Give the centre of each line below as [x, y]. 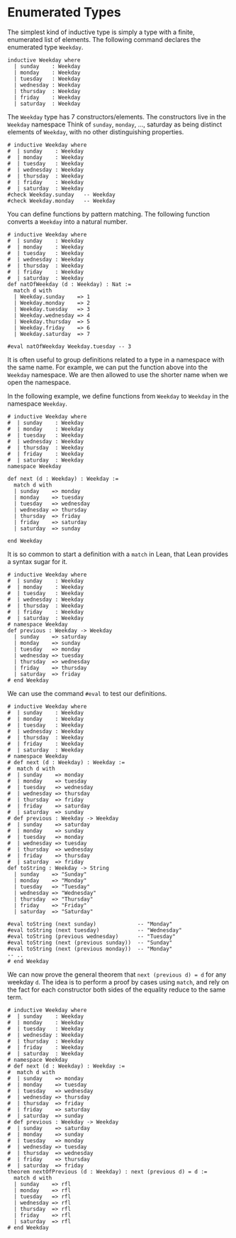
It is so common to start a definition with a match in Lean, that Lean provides [118, 554]
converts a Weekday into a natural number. [68, 222]
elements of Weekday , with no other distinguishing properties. [96, 131]
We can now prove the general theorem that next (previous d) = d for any [117, 974]
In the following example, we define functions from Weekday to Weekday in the [118, 396]
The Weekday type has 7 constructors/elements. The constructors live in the [117, 116]
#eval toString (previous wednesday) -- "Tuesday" [91, 936]
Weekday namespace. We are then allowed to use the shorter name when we [118, 374]
